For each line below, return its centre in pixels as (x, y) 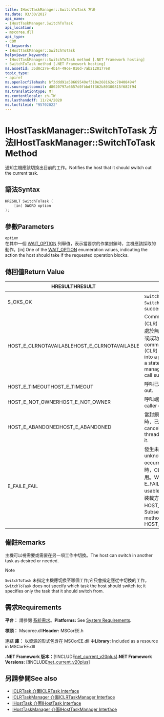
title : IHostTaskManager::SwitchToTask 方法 (50, 10)
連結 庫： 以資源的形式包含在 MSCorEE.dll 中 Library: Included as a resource (82, 641)
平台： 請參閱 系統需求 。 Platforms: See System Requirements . (68, 620)
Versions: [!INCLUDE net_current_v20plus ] (48, 662)
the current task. (22, 173)
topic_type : (17, 73)
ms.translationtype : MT (29, 91)
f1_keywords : (18, 46)
